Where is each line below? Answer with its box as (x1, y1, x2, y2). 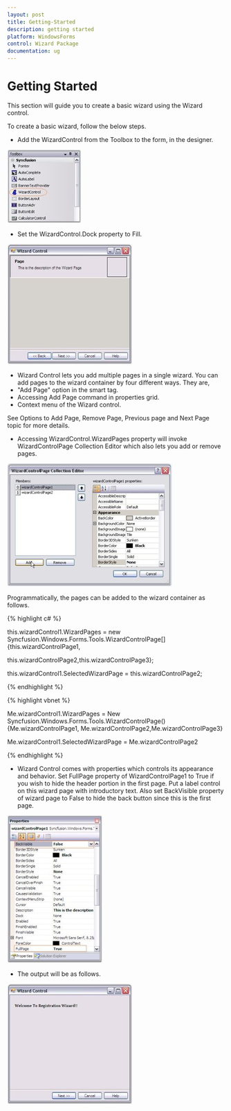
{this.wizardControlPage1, (7, 642, 81, 650)
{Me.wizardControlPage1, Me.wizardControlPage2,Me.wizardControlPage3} (7, 724, 223, 732)
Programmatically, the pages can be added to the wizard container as (7, 593, 205, 602)
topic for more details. (7, 421, 71, 429)
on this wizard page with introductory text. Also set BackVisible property (17, 786, 224, 794)
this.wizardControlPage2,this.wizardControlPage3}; (7, 655, 154, 664)
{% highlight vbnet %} (7, 696, 71, 704)
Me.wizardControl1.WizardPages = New (7, 709, 121, 718)
